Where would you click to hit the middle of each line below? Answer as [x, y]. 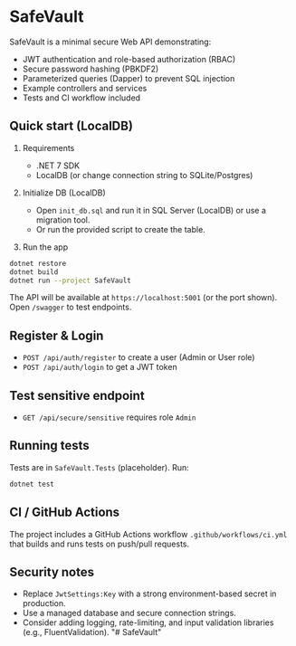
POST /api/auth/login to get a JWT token [100, 367]
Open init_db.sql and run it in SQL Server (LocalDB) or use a [151, 210]
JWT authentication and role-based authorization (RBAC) [129, 59]
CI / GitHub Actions [65, 513]
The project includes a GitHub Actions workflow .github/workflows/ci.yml [148, 534]
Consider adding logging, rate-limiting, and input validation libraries [148, 622]
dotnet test [32, 484]
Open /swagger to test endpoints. [71, 307]
